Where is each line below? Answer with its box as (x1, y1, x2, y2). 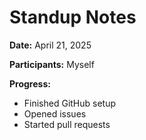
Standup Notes (9, 6, 137, 29)
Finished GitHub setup (23, 97, 117, 109)
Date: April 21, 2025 (9, 39, 92, 51)
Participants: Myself (9, 58, 95, 70)
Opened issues (23, 107, 87, 120)
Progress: (9, 77, 51, 90)
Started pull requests (23, 118, 111, 130)
